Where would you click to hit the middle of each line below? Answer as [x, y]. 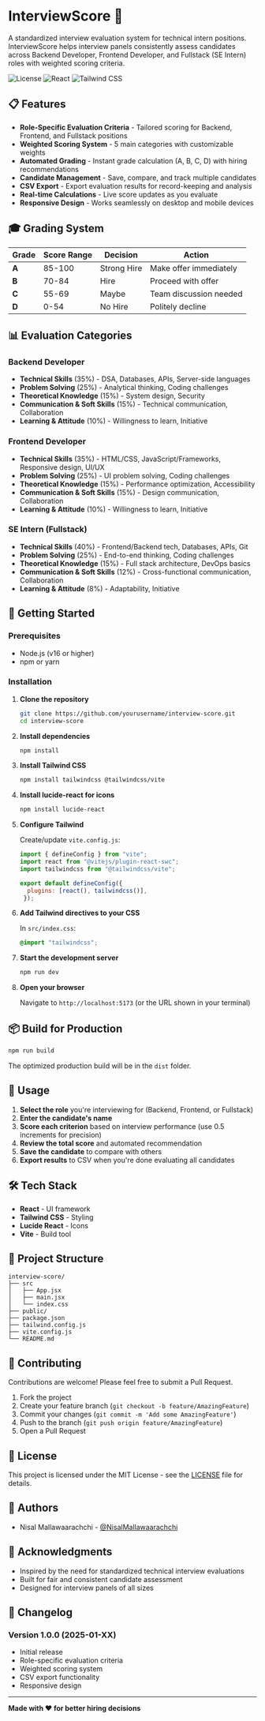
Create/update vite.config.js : [70, 840]
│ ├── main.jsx [37, 1298]
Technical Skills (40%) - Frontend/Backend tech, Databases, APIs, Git [134, 546]
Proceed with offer [184, 281]
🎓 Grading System [56, 229]
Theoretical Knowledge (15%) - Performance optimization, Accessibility [137, 484]
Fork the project [46, 1397]
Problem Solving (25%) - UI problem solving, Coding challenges [125, 475]
